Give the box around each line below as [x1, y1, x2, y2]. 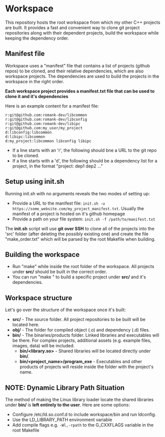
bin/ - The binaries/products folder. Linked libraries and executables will [12, 332, 160, 338]
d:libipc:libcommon [5, 134, 45, 139]
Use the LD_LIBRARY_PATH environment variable [12, 417, 113, 423]
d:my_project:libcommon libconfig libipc [5, 138, 92, 144]
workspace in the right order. [5, 78, 64, 84]
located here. [12, 322, 40, 328]
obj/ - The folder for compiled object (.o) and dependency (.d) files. [12, 327, 150, 333]
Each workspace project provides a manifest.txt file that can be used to [5, 88, 155, 94]
